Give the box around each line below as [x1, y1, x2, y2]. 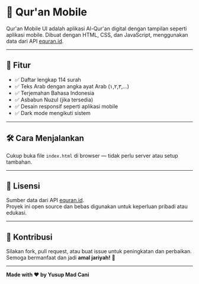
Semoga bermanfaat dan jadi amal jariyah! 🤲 [6, 254, 115, 261]
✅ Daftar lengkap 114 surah [14, 76, 81, 83]
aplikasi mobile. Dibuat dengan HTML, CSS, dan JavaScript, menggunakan [6, 31, 188, 38]
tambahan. [6, 158, 33, 165]
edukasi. [6, 209, 27, 216]
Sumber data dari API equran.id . [6, 197, 85, 204]
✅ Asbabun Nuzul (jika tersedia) [14, 96, 94, 103]
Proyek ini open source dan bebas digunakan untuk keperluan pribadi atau [6, 203, 188, 210]
